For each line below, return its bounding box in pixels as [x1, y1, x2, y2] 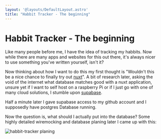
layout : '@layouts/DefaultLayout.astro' [5, 7, 89, 12]
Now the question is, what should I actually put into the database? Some [5, 114, 150, 120]
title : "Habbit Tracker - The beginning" [5, 12, 91, 17]
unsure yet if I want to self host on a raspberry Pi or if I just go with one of [5, 84, 153, 91]
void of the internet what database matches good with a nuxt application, [5, 79, 152, 85]
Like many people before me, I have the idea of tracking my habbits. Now [5, 49, 152, 55]
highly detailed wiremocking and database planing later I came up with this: [5, 119, 157, 125]
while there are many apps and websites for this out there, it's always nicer [5, 54, 156, 60]
